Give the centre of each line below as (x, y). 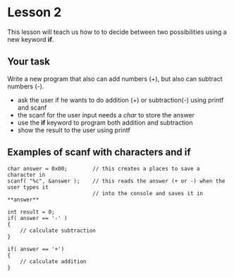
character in (26, 175)
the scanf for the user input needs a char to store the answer (106, 115)
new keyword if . (31, 39)
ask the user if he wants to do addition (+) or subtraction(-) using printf (121, 100)
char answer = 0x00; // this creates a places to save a (104, 168)
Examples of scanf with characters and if (99, 152)
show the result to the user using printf (74, 130)
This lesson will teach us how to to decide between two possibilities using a (117, 32)
